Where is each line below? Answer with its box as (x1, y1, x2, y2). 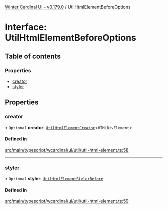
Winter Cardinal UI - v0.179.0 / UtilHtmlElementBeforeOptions (5, 4, 131, 10)
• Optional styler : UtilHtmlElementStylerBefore (5, 176, 103, 182)
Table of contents (5, 52, 61, 60)
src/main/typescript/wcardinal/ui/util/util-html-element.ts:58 (5, 147, 129, 153)
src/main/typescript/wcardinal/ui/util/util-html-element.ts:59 (5, 198, 129, 204)
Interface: (5, 22, 47, 33)
